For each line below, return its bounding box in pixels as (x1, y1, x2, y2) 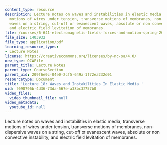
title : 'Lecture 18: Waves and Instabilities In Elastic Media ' (5, 81, 143, 86)
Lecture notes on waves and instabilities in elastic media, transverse (5, 118, 145, 124)
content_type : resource (5, 7, 55, 12)
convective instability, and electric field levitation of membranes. (5, 134, 137, 140)
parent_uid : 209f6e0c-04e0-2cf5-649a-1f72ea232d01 (5, 72, 112, 77)
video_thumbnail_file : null (9, 95, 68, 100)
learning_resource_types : (5, 44, 59, 49)
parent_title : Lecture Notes (5, 63, 66, 68)
